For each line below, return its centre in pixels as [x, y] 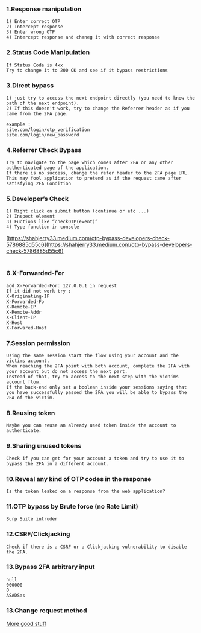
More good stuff [26, 624]
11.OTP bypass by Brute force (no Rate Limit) [72, 506]
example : [19, 124]
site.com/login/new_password [43, 135]
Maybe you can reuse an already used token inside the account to [91, 425]
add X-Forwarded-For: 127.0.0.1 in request [62, 285]
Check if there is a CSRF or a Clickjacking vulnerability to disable [97, 547]
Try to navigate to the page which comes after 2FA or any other [90, 163]
